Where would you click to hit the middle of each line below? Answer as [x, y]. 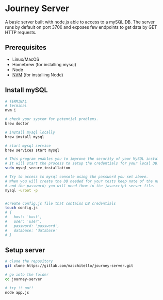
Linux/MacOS [26, 59]
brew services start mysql [32, 150]
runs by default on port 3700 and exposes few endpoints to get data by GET [81, 27]
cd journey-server [24, 279]
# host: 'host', [24, 217]
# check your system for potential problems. [52, 119]
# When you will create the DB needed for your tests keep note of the [79, 181]
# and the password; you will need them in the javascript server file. [80, 186]
